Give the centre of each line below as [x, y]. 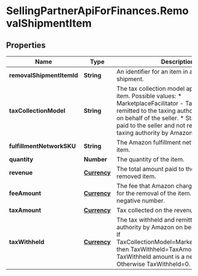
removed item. [136, 176]
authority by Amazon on [150, 227]
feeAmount [25, 193]
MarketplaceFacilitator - [150, 103]
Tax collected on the [144, 210]
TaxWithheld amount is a [151, 257]
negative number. [141, 201]
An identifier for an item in [152, 72]
